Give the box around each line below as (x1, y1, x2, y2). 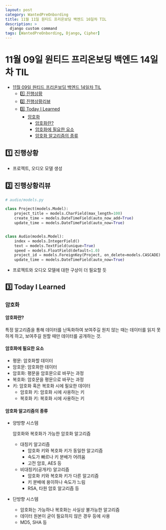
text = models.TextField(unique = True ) (14, 243, 96, 248)
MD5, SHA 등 (20, 519, 47, 525)
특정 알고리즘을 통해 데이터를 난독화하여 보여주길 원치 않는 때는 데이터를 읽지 (5, 327, 156, 333)
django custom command (10, 26, 57, 31)
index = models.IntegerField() (14, 239, 80, 244)
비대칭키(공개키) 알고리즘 (20, 467, 69, 473)
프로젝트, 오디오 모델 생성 (12, 165, 63, 171)
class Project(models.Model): (5, 206, 69, 211)
